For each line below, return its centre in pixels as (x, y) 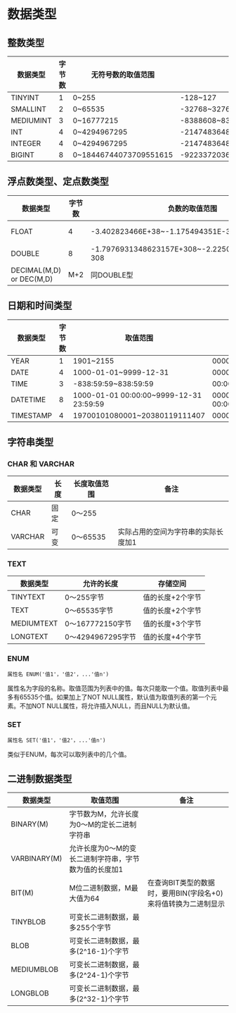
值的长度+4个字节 (172, 637)
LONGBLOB (30, 993)
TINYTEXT (28, 597)
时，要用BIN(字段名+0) (185, 893)
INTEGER (26, 143)
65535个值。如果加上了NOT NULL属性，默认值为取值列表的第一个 (115, 697)
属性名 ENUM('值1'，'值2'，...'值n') (58, 674)
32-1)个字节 (108, 999)
